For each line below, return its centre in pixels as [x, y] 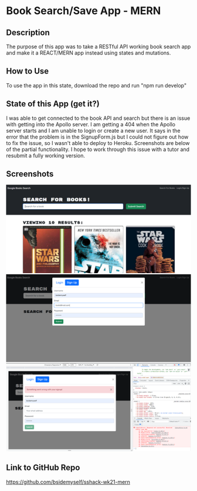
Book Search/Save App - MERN [84, 11]
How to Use [28, 71]
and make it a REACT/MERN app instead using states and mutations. [89, 53]
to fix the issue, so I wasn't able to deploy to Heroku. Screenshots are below [98, 143]
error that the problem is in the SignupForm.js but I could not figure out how [97, 137]
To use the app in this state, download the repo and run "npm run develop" [96, 85]
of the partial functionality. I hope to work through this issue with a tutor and [98, 149]
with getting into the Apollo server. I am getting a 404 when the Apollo [91, 124]
